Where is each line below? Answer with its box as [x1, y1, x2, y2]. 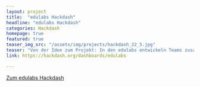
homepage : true [6, 31, 44, 37]
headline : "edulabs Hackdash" [6, 20, 82, 25]
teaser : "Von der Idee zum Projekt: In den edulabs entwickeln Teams [6, 47, 183, 53]
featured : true [6, 36, 44, 42]
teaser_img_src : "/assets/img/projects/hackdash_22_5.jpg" [6, 42, 156, 48]
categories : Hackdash [6, 25, 60, 31]
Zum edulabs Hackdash [6, 74, 64, 81]
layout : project [6, 8, 46, 15]
